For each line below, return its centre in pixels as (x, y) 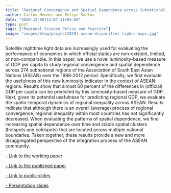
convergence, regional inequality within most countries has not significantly (85, 113)
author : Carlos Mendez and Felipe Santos (50, 15)
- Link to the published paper (36, 166)
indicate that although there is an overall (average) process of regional (79, 108)
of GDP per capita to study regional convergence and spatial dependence (83, 65)
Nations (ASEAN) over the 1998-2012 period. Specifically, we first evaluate (84, 75)
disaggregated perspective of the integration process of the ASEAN (76, 140)
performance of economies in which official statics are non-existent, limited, (86, 54)
